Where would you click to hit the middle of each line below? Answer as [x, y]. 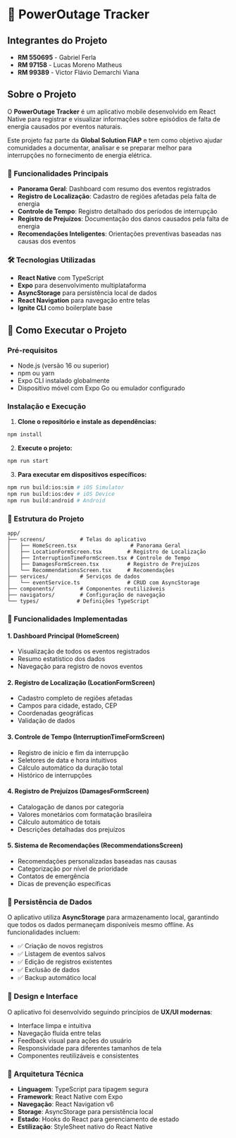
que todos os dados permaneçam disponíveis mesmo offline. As [100, 925]
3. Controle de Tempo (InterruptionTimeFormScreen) [86, 737]
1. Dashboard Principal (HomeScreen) [63, 636]
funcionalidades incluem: [44, 932]
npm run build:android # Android [56, 500]
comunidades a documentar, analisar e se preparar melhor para [100, 147]
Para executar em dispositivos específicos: [82, 475]
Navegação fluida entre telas [59, 1033]
